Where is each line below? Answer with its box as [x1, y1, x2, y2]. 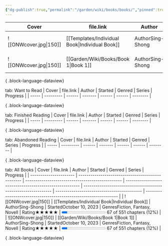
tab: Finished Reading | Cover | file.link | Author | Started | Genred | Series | [5, 112, 160, 118]
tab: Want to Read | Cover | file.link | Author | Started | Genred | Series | [5, 87, 152, 93]
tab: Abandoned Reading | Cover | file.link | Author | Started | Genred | [5, 136, 150, 142]
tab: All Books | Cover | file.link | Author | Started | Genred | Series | [5, 166, 144, 172]
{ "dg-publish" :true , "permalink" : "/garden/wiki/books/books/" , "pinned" [5, 7, 155, 12]
